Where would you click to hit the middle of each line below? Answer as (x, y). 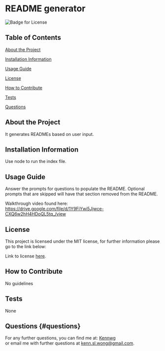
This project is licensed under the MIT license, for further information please (82, 241)
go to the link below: (26, 246)
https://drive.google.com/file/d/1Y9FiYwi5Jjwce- (55, 209)
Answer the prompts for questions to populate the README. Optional (75, 189)
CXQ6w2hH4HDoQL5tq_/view (36, 214)
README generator (45, 9)
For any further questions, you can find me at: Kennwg (60, 338)
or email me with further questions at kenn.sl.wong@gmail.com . (70, 343)
